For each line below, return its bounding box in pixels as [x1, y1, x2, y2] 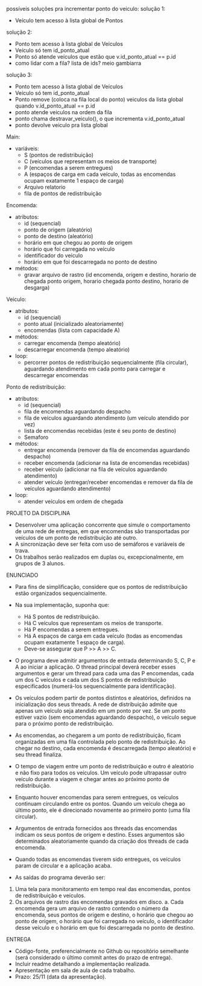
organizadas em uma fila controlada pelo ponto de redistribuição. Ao [14, 738, 186, 745]
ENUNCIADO [6, 571, 39, 579]
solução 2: [6, 28, 33, 36]
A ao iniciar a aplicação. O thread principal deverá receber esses [14, 663, 176, 670]
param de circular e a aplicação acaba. [14, 862, 112, 869]
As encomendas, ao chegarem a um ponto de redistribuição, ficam [14, 731, 181, 739]
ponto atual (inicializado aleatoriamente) [24, 320, 124, 327]
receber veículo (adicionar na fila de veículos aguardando [24, 465, 168, 473]
